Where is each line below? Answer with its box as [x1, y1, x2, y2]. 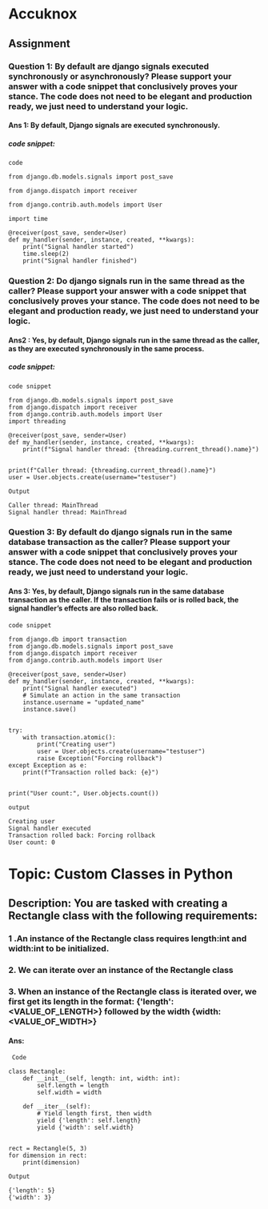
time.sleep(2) [22, 250, 70, 258]
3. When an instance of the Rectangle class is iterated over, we [8, 986, 258, 997]
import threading [8, 417, 66, 425]
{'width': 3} [8, 1194, 52, 1202]
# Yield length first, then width [37, 1110, 152, 1118]
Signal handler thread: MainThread [8, 508, 127, 516]
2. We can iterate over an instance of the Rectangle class [8, 965, 234, 976]
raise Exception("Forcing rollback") [37, 754, 162, 763]
